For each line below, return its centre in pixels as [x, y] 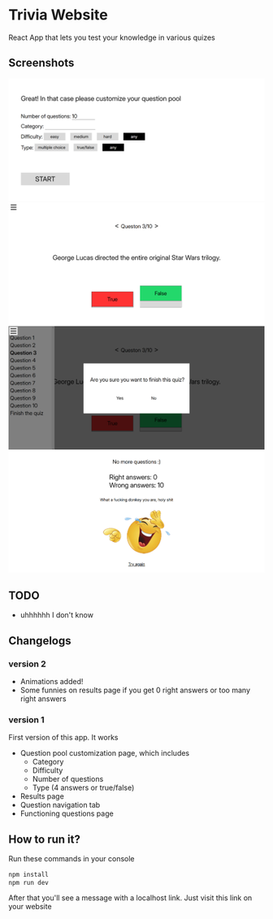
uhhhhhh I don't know [56, 615]
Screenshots [41, 63]
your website [30, 906]
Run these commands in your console [72, 858]
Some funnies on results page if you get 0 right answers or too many [135, 690]
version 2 [27, 664]
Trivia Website [58, 15]
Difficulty [48, 770]
